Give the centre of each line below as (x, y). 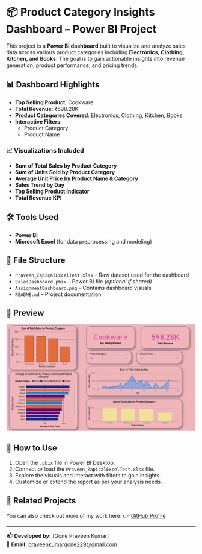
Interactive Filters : (38, 121)
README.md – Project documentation (58, 294)
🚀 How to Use (32, 448)
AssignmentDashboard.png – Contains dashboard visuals (83, 288)
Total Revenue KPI (38, 198)
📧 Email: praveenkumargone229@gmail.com (62, 544)
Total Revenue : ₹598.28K (47, 109)
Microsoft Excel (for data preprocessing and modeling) (83, 241)
